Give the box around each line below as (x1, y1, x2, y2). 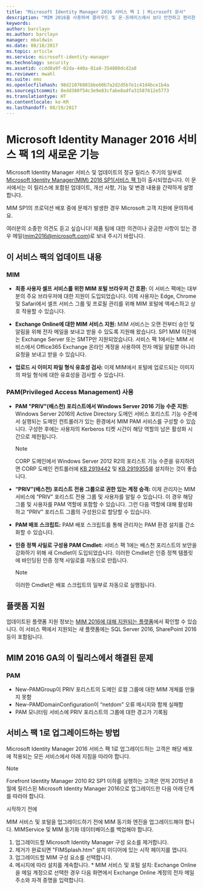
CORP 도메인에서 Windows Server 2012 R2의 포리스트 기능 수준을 (15, 458, 174, 465)
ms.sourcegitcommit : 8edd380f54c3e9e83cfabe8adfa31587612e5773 (6, 88, 170, 94)
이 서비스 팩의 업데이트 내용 (6, 252, 102, 262)
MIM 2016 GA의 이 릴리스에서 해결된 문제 (6, 652, 153, 663)
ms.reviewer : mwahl (6, 71, 56, 77)
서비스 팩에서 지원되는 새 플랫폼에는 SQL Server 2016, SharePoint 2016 (25, 626, 197, 633)
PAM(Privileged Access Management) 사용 (6, 388, 134, 397)
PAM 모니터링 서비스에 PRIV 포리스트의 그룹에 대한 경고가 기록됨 (15, 708, 168, 715)
